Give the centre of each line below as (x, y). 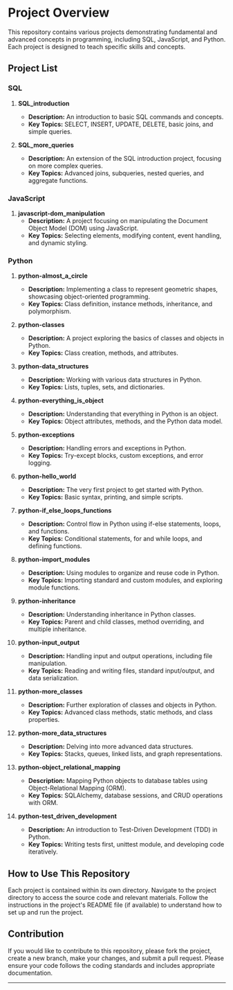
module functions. (54, 587)
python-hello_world (47, 477)
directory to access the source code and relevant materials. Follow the (108, 898)
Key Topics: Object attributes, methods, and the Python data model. (125, 421)
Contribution (36, 934)
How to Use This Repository (69, 873)
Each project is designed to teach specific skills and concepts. (97, 46)
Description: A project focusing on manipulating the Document (118, 220)
